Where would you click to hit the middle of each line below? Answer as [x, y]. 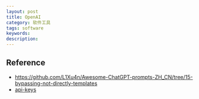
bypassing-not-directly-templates [56, 83]
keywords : [18, 34]
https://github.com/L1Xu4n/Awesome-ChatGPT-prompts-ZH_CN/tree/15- [104, 77]
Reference [26, 63]
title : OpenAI [24, 17]
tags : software [25, 28]
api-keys [26, 90]
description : [22, 39]
